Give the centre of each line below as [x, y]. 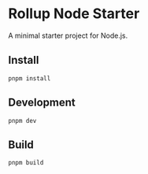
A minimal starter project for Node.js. [68, 35]
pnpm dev [22, 120]
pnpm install [30, 78]
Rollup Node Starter [74, 14]
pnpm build [26, 163]
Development [42, 103]
